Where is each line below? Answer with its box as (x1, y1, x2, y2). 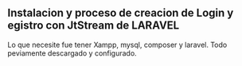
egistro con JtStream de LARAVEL (7, 19, 180, 33)
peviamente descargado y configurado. (7, 48, 137, 58)
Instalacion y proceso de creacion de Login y (7, 6, 234, 20)
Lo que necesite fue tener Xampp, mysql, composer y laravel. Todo (7, 40, 228, 49)
